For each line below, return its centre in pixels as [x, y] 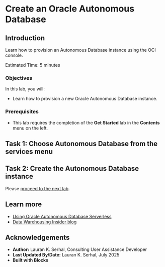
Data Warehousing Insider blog [45, 222]
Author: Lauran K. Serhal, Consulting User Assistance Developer [80, 249]
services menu [29, 151]
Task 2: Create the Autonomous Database [72, 169]
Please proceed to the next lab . [37, 188]
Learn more [24, 205]
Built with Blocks [30, 260]
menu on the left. [30, 128]
